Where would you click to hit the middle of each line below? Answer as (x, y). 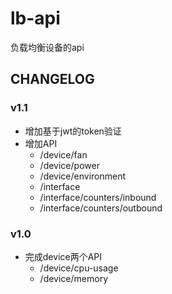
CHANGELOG (52, 79)
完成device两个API (63, 256)
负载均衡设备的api (47, 47)
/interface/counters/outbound (101, 208)
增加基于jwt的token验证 (73, 131)
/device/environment (83, 176)
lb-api (35, 18)
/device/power (69, 165)
